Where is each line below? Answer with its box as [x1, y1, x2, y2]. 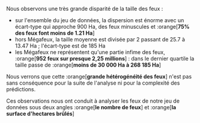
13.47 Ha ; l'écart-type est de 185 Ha [14, 42, 106, 49]
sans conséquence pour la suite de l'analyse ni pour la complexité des [6, 79, 180, 86]
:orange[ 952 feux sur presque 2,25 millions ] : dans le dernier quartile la [14, 55, 195, 62]
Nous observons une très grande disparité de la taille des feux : [6, 5, 163, 12]
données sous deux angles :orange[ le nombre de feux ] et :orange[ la [6, 104, 177, 110]
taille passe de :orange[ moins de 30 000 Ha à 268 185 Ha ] [14, 61, 161, 68]
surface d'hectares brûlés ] [6, 110, 75, 117]
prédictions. [6, 86, 36, 92]
